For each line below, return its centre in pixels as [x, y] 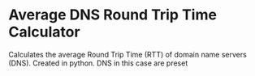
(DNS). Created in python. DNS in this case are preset [98, 63]
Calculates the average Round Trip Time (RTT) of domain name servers [128, 54]
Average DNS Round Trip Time [113, 15]
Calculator [44, 32]
